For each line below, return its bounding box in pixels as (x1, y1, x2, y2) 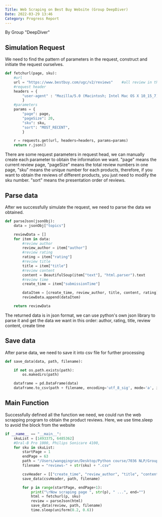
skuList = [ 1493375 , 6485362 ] (13, 436, 75, 441)
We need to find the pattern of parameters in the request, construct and (5, 56, 148, 62)
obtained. (5, 210, 24, 215)
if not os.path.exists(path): (13, 368, 75, 372)
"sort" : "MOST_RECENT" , (22, 125, 70, 130)
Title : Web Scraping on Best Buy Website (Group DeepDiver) (5, 7, 129, 12)
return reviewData (13, 304, 51, 308)
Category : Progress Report (5, 16, 59, 21)
